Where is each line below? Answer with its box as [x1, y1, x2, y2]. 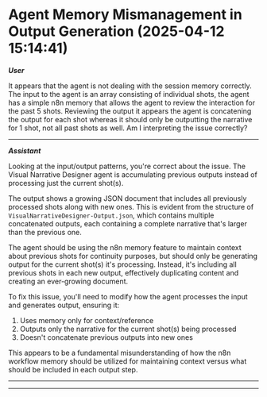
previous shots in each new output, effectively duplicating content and [8, 268, 239, 277]
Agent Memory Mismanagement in [8, 6, 242, 24]
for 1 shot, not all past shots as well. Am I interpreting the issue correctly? [8, 123, 248, 133]
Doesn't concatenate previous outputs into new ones [19, 332, 193, 342]
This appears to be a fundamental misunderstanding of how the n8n [8, 348, 231, 357]
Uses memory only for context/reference [19, 315, 154, 325]
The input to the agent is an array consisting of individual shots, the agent [8, 89, 250, 98]
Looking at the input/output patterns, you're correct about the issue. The [8, 161, 246, 171]
